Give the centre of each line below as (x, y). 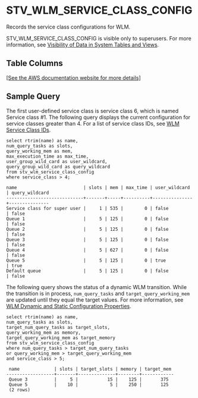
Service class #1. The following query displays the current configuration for (98, 117)
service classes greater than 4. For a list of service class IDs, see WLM (93, 123)
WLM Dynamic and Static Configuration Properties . (69, 306)
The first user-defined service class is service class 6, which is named (92, 111)
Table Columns (35, 63)
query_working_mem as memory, (44, 333)
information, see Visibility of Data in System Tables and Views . (83, 45)
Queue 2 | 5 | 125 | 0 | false (87, 229)
